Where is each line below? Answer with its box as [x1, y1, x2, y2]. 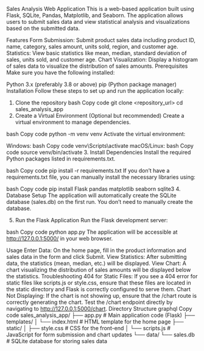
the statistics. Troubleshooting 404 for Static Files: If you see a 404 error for [6, 273, 198, 280]
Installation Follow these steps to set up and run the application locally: [6, 87, 184, 94]
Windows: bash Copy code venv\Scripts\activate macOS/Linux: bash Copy [6, 142, 194, 149]
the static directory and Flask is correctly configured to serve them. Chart [6, 286, 191, 292]
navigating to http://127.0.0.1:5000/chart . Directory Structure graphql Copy [6, 305, 192, 312]
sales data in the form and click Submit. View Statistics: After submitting [6, 253, 187, 260]
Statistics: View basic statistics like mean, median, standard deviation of [6, 49, 187, 57]
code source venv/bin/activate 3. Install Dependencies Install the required [6, 149, 191, 156]
